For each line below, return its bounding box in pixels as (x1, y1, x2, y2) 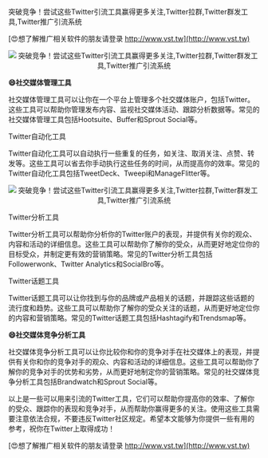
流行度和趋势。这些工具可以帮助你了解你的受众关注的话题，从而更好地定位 (8, 303, 253, 313)
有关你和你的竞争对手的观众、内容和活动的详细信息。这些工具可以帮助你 (14, 357, 253, 366)
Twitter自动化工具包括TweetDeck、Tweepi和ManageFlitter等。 (8, 168, 215, 178)
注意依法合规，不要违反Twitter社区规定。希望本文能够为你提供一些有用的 (14, 414, 255, 423)
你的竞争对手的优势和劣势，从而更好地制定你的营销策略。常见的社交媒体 (14, 367, 253, 377)
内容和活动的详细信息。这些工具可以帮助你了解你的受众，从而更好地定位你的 (8, 239, 260, 249)
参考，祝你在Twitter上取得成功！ (8, 424, 116, 433)
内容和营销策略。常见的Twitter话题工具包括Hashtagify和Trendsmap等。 (14, 314, 251, 322)
